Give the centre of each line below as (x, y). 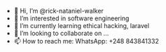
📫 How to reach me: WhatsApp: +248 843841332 (86, 41)
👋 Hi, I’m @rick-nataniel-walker (58, 11)
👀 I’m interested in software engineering (71, 18)
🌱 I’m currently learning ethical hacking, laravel (81, 26)
